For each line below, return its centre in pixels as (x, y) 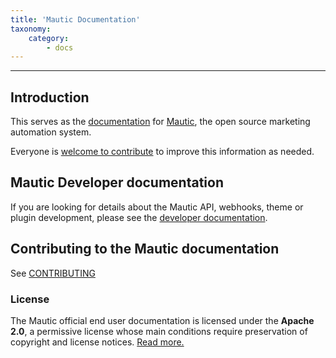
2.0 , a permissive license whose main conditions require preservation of (159, 331)
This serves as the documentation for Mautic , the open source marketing (160, 122)
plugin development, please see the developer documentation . (139, 217)
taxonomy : (31, 29)
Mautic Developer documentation (117, 182)
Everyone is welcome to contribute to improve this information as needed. (162, 152)
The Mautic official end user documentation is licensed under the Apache (162, 320)
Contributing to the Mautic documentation (145, 249)
